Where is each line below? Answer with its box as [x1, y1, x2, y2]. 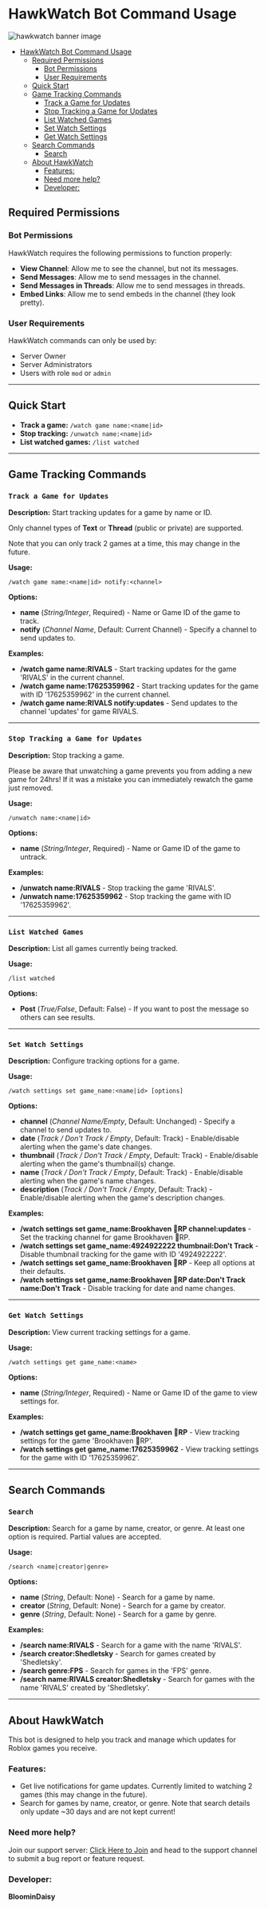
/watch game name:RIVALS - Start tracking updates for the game [19, 665, 237, 674]
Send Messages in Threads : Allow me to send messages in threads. [19, 281, 246, 290]
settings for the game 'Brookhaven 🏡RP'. [19, 1436, 153, 1445]
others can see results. [19, 1012, 96, 1022]
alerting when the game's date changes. [19, 1142, 153, 1152]
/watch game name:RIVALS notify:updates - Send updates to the [19, 698, 238, 708]
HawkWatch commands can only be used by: [8, 335, 157, 345]
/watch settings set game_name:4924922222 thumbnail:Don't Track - [19, 1241, 259, 1251]
